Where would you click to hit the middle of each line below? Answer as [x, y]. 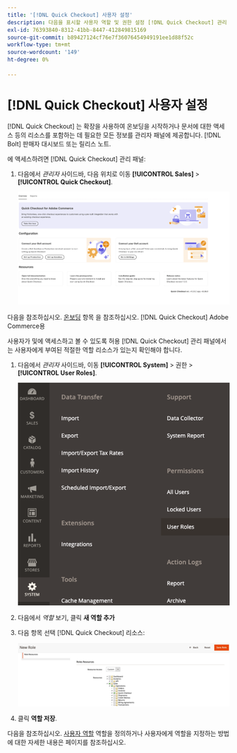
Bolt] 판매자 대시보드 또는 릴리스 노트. [59, 144]
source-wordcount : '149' [44, 52]
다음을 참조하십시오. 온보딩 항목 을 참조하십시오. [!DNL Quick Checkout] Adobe [118, 317]
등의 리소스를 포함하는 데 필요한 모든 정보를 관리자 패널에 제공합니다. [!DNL [118, 135]
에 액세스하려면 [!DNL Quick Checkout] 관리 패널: [77, 158]
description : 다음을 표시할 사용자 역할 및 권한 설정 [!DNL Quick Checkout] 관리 [117, 22]
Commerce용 [26, 326]
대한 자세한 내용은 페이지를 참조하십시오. [70, 742]
